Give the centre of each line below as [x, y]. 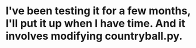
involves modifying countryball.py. [94, 36]
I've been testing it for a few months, [98, 11]
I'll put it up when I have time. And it [96, 23]
